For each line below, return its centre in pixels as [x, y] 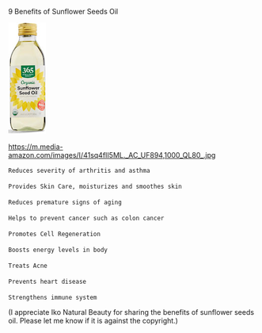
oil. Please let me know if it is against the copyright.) [93, 321]
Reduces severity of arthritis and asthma [79, 170]
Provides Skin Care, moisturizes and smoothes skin [95, 186]
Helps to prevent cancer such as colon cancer [86, 218]
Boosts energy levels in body [58, 250]
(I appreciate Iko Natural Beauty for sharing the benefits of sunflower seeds [131, 312]
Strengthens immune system [53, 297]
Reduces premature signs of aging [65, 202]
